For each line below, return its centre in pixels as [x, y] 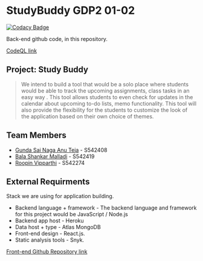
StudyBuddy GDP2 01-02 [71, 11]
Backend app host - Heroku [49, 221]
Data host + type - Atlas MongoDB [58, 227]
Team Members [36, 136]
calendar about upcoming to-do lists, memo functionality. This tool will [109, 103]
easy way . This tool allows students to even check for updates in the [107, 97]
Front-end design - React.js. [50, 234]
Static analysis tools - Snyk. [50, 240]
